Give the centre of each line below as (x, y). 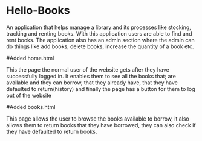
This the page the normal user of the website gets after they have (88, 69)
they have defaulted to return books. (52, 131)
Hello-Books (38, 11)
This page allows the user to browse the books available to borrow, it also (98, 119)
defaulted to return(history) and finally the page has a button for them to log (101, 89)
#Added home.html (30, 58)
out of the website (29, 95)
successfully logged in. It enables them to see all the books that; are (91, 76)
